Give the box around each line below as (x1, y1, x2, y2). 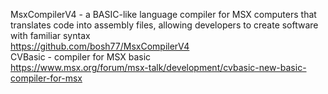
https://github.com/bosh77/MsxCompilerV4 (10, 40, 190, 52)
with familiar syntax (10, 30, 91, 41)
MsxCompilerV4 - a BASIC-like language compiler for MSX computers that (10, 9, 317, 20)
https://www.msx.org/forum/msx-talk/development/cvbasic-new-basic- (10, 62, 307, 73)
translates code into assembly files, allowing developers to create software (10, 19, 319, 31)
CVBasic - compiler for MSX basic (10, 51, 152, 63)
